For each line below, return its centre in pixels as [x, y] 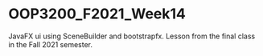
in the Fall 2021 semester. [51, 44]
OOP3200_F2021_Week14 [97, 14]
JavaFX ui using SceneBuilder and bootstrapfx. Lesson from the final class [132, 36]
